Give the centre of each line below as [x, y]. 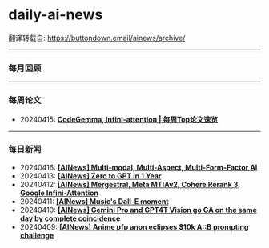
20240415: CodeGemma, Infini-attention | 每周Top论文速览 [119, 119]
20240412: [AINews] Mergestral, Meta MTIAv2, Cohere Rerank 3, [130, 184]
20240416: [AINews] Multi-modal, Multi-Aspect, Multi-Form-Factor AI [139, 167]
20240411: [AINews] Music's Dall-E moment [94, 201]
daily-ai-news [56, 15]
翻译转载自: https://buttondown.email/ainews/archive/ [97, 38]
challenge [37, 235]
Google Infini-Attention [59, 193]
